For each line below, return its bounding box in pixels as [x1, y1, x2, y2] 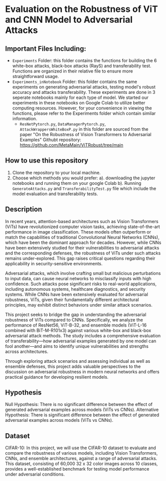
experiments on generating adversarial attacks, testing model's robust [12, 84, 156, 90]
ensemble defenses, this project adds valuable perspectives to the [5, 363, 141, 369]
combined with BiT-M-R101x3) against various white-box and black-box [5, 327, 151, 333]
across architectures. [5, 348, 49, 354]
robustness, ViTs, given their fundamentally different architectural [5, 297, 139, 303]
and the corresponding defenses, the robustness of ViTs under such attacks [5, 250, 161, 256]
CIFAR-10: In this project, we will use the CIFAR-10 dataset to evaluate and [5, 445, 156, 451]
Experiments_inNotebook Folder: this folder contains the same [12, 79, 137, 84]
